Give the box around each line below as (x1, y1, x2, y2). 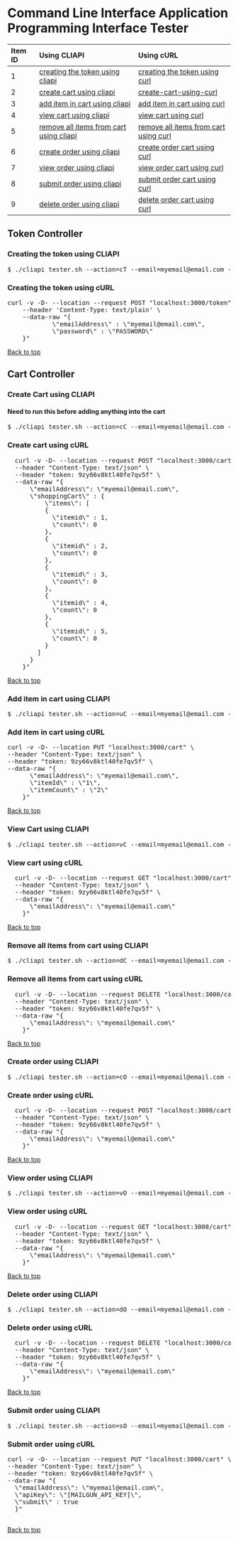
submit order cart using (137, 174, 216, 184)
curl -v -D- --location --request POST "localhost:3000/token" (7, 299, 232, 306)
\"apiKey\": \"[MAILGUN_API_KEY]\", (14, 1491, 142, 1498)
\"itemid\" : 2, (52, 542, 108, 550)
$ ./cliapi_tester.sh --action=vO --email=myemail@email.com (7, 1189, 225, 1198)
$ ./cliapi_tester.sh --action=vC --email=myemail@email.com (7, 841, 225, 848)
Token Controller (7, 228, 84, 240)
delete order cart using (137, 194, 215, 204)
